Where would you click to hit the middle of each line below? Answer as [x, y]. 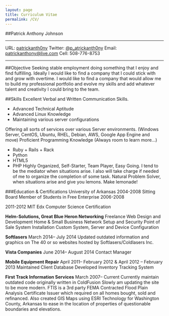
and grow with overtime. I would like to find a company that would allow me [83, 79]
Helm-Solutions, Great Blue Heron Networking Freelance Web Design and [83, 217]
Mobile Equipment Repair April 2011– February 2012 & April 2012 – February [84, 262]
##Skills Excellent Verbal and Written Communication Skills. [67, 99]
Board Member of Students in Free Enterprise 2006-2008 [65, 197]
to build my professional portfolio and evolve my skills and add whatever [80, 84]
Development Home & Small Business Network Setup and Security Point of [82, 222]
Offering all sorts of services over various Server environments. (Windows [82, 130]
